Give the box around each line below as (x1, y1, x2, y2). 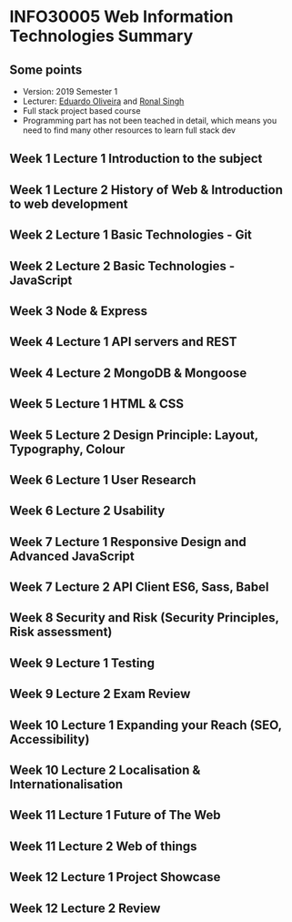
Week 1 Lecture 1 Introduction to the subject (9, 151, 263, 167)
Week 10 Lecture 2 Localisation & (9, 763, 201, 778)
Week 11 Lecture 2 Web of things (9, 838, 197, 854)
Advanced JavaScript (9, 548, 135, 563)
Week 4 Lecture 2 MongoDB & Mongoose (9, 365, 247, 380)
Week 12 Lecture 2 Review (9, 900, 161, 916)
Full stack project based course (22, 106, 141, 116)
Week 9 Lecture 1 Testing (9, 655, 155, 671)
